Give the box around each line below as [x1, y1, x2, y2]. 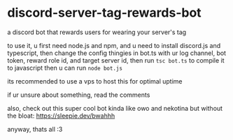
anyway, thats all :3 [7, 125, 63, 133]
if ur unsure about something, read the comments [7, 91, 150, 99]
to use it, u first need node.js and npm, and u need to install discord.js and [7, 41, 221, 49]
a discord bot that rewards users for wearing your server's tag [7, 28, 187, 36]
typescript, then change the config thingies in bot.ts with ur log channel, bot [7, 49, 226, 57]
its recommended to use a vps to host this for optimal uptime [7, 77, 183, 85]
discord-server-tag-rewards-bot [7, 5, 202, 21]
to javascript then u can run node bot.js [7, 63, 122, 72]
